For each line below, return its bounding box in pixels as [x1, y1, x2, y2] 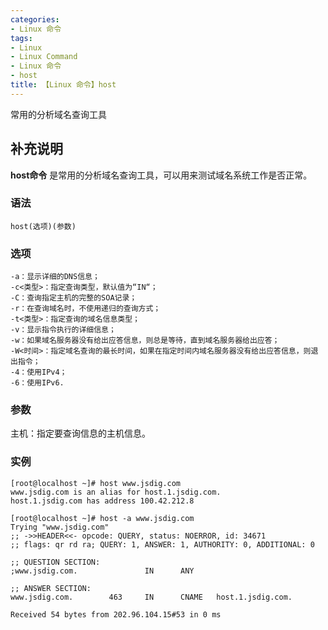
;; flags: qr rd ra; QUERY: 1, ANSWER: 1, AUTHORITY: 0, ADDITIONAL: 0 [10, 539, 315, 550]
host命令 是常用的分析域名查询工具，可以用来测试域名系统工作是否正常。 [10, 169, 313, 181]
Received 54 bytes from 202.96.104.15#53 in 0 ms [10, 609, 222, 620]
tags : [10, 33, 33, 43]
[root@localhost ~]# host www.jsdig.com [10, 478, 182, 488]
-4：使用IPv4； [10, 367, 68, 378]
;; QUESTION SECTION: [10, 557, 101, 567]
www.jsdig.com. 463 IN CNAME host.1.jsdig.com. [10, 592, 293, 602]
